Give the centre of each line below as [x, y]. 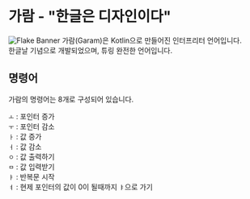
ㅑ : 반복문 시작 [32, 176]
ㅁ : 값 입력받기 [32, 167]
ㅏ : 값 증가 [25, 136]
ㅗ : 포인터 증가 [32, 116]
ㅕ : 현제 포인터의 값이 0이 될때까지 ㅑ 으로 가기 [81, 187]
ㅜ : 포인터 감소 [32, 126]
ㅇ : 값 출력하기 [32, 156]
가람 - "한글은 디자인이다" [90, 17]
